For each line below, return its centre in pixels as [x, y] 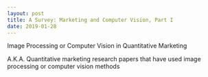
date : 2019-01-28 [32, 26]
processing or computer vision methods [63, 67]
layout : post [26, 13]
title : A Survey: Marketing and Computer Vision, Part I [90, 20]
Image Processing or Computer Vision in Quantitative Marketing [97, 46]
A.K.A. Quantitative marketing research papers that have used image [104, 59]
